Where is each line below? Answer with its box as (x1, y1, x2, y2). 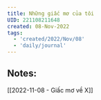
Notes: (7, 68, 37, 79)
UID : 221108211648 (7, 17, 60, 23)
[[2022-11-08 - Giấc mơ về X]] (7, 86, 93, 94)
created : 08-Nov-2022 (7, 23, 70, 30)
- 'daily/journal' (13, 42, 67, 49)
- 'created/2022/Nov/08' (13, 36, 85, 43)
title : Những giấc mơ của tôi (7, 10, 95, 17)
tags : (7, 29, 23, 37)
